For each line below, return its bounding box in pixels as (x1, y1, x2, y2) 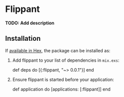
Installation (5, 34, 41, 43)
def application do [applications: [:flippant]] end (12, 86, 111, 92)
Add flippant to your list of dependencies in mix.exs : (12, 57, 120, 63)
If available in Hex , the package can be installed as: (5, 47, 111, 53)
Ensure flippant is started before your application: (12, 76, 115, 83)
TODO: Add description (5, 20, 55, 26)
